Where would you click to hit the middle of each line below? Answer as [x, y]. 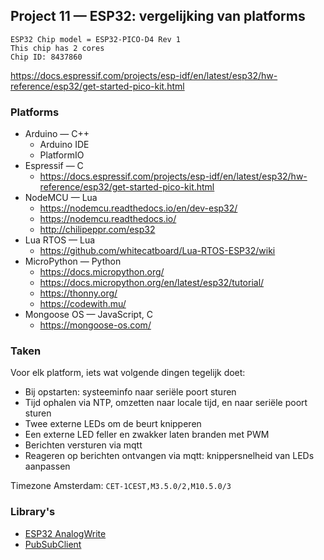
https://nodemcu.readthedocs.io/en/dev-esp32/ [138, 208]
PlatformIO [62, 155]
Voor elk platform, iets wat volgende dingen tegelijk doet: [128, 373]
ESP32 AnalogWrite [65, 533]
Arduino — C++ [57, 134]
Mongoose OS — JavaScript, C [88, 315]
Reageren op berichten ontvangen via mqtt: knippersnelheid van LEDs [169, 456]
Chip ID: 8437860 [46, 57]
